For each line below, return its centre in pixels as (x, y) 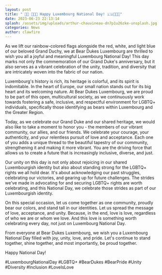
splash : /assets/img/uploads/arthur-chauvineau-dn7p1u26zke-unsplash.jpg (81, 23)
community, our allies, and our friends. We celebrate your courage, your (77, 132)
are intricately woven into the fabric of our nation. (54, 72)
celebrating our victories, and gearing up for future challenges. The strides (80, 178)
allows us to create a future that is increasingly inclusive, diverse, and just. (79, 153)
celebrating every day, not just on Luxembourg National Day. (65, 223)
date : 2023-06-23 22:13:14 (32, 18)
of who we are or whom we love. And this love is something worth (71, 218)
